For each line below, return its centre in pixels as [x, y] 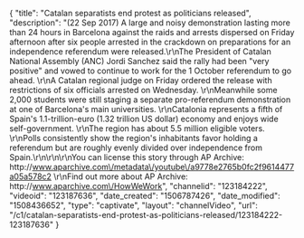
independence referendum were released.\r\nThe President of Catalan [140, 52]
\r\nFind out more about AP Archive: [121, 176]
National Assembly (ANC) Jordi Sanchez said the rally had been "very [139, 61]
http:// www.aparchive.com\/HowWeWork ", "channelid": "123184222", [139, 186]
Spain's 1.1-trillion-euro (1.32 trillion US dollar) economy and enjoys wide [144, 119]
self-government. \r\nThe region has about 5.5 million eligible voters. [137, 129]
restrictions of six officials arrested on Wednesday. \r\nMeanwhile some [143, 90]
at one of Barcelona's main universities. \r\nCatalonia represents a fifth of [146, 109]
